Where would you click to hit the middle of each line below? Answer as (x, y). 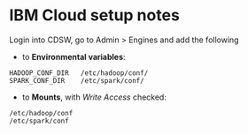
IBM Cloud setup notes (94, 15)
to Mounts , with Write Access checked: (94, 97)
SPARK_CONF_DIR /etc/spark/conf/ (77, 80)
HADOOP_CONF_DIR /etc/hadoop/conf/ (79, 73)
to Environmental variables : (74, 56)
